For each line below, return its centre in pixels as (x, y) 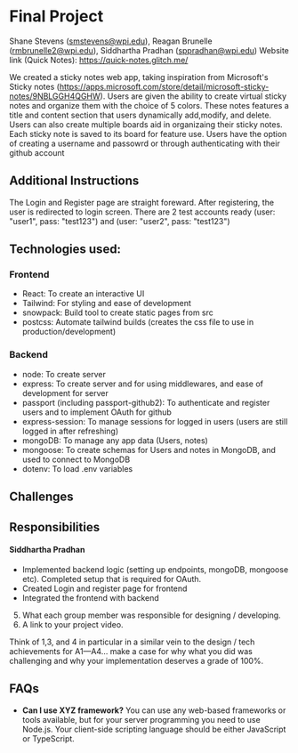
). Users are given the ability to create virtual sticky (193, 96)
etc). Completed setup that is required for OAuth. (112, 579)
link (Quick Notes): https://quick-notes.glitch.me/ (99, 60)
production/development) (69, 332)
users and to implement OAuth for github (97, 412)
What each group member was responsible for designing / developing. (152, 615)
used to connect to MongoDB (76, 459)
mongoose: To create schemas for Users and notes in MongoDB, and (149, 449)
